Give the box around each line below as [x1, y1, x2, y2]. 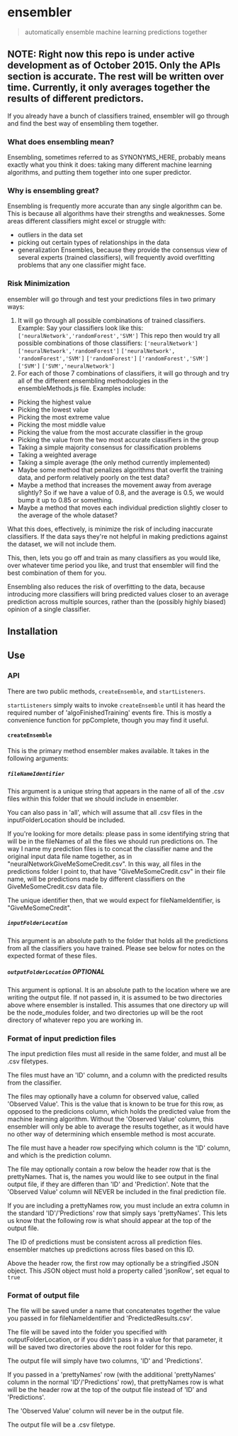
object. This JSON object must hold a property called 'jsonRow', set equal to [7, 1266, 230, 1275]
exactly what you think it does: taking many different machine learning [7, 160, 212, 169]
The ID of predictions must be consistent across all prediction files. [7, 1238, 203, 1246]
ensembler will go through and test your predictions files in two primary [7, 295, 216, 303]
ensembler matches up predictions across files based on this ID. [7, 1245, 195, 1254]
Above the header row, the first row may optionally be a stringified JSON [7, 1259, 220, 1268]
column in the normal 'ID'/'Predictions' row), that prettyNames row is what [7, 1378, 225, 1386]
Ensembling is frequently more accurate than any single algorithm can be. [7, 202, 223, 210]
